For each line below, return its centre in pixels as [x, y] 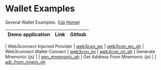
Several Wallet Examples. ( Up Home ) [43, 22]
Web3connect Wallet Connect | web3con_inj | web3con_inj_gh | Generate [80, 51]
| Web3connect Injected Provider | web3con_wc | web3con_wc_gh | [75, 46]
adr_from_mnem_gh [26, 62]
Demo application [29, 34]
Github [78, 34]
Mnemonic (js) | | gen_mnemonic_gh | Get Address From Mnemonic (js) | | [81, 57]
